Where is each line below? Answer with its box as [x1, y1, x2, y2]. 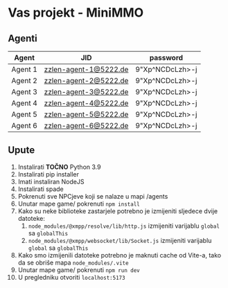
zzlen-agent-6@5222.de [44, 121, 129, 130]
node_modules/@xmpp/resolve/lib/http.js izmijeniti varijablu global [28, 222, 220, 230]
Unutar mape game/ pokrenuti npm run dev [17, 265, 141, 274]
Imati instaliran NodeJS [17, 177, 85, 186]
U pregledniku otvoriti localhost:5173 [17, 273, 125, 281]
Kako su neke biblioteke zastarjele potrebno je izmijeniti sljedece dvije [17, 206, 218, 215]
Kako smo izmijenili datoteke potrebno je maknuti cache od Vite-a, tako [17, 251, 221, 259]
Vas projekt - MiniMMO [8, 5, 144, 21]
